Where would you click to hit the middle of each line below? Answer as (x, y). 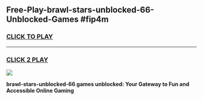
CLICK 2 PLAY (27, 59)
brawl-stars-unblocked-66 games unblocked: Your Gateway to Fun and (98, 84)
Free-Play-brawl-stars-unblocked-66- (80, 10)
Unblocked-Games (43, 20)
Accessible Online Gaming (40, 90)
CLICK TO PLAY (30, 37)
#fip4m (95, 20)
